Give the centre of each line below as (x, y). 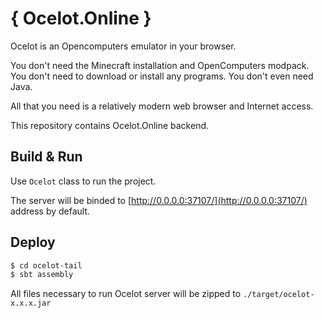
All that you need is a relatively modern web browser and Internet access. (162, 106)
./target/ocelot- (279, 295)
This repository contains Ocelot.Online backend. (110, 125)
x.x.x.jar (31, 303)
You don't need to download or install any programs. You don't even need (162, 76)
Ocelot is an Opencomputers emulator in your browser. (123, 46)
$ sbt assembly (42, 275)
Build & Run (46, 157)
